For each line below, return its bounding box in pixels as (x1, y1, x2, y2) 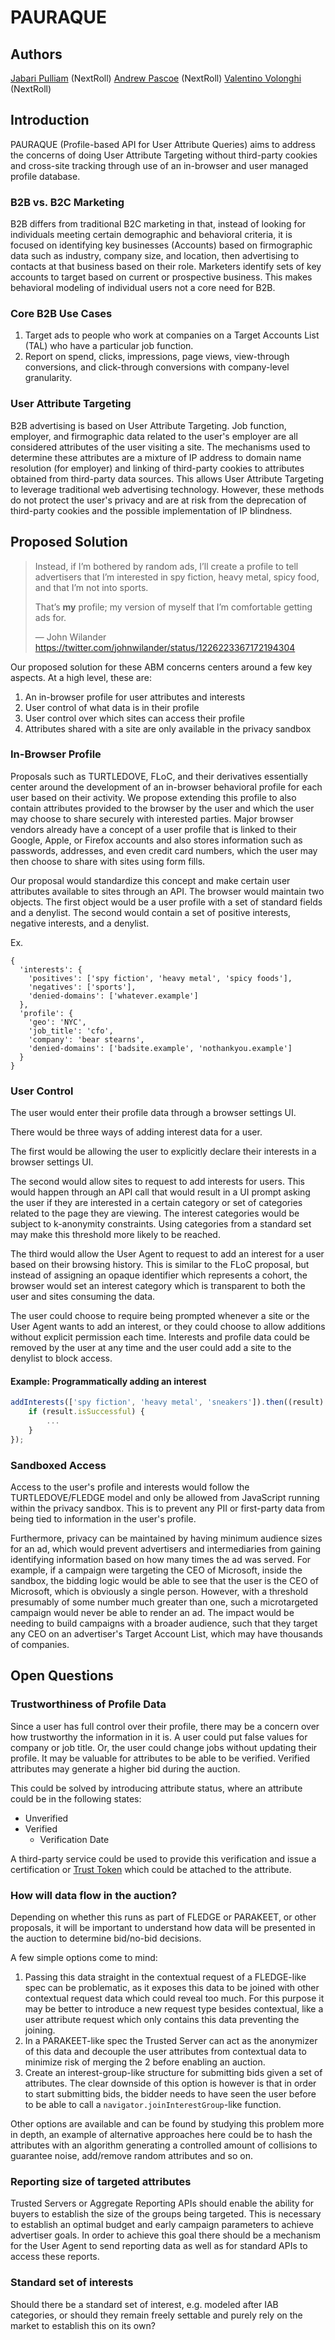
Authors (10, 46, 63, 63)
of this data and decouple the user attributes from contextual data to (24, 2045, 307, 2057)
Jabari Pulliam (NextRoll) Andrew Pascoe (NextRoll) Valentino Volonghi (10, 72, 302, 84)
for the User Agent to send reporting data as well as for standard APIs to (10, 2240, 308, 2252)
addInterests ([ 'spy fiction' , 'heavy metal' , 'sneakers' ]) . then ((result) (10, 1397, 325, 1408)
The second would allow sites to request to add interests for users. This (10, 1176, 305, 1188)
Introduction (10, 112, 90, 129)
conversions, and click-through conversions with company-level (24, 361, 290, 373)
